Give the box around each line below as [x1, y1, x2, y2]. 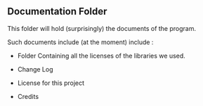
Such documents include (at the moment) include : [7, 38, 154, 46]
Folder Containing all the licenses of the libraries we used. [17, 51, 186, 60]
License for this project [17, 79, 85, 87]
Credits [17, 92, 39, 100]
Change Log [17, 65, 54, 73]
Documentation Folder [7, 6, 107, 18]
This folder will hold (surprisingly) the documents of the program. [7, 24, 197, 32]
